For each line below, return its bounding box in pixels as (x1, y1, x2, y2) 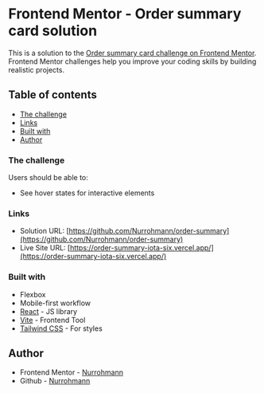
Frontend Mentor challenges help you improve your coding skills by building (8, 57, 257, 66)
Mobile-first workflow (19, 298, 91, 308)
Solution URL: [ (19, 226, 69, 236)
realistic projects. (8, 65, 65, 74)
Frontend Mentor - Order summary (8, 5, 242, 23)
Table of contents (8, 88, 97, 102)
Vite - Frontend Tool (19, 315, 86, 324)
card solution (8, 22, 98, 40)
